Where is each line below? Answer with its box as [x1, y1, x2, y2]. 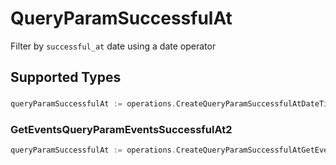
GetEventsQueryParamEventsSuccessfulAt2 [10, 123, 233, 137]
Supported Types [10, 69, 122, 86]
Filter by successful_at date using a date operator [10, 40, 217, 52]
